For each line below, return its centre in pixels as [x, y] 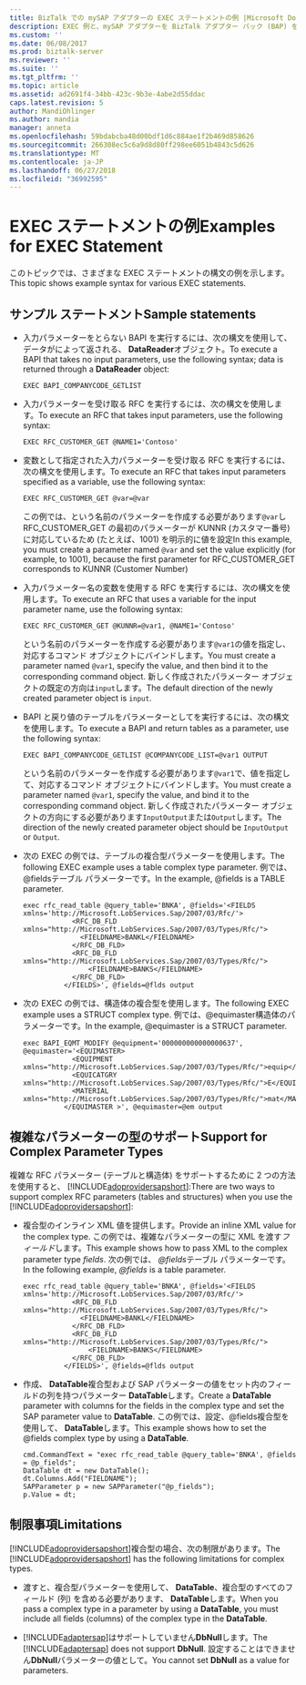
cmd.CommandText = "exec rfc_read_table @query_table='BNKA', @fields [159, 1455]
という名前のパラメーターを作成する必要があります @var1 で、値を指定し [156, 773]
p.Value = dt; [49, 1495]
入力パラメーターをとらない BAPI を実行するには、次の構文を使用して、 [157, 337]
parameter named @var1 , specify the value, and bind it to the [136, 795]
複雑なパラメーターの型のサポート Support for [138, 1137]
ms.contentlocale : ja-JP [56, 162]
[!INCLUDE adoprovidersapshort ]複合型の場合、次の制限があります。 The [145, 1548]
